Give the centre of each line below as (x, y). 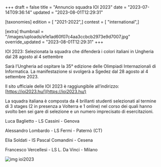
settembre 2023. (22, 77)
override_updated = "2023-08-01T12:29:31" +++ (54, 42)
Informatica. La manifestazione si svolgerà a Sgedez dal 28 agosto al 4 (77, 71)
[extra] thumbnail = (25, 31)
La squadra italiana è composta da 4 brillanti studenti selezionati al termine (81, 101)
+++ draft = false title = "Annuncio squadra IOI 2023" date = (66, 7)
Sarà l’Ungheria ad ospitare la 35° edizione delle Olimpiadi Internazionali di (80, 66)
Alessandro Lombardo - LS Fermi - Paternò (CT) (54, 131)
